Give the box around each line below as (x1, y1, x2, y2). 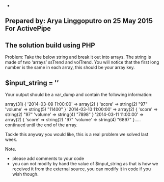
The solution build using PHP (5, 41, 95, 49)
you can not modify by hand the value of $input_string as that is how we (12, 161, 159, 167)
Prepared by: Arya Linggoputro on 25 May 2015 (5, 17, 153, 25)
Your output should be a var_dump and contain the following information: (5, 91, 153, 98)
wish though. (12, 171, 39, 177)
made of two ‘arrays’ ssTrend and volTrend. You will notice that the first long (5, 59, 160, 65)
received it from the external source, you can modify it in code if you (12, 166, 151, 172)
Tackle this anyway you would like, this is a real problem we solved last (5, 132, 149, 137)
